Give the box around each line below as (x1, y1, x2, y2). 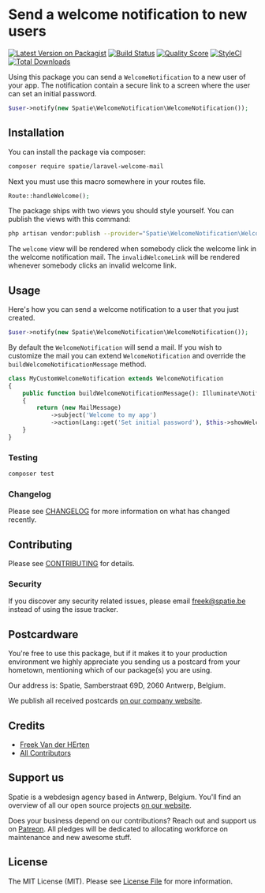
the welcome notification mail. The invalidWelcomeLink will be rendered (8, 253, 241, 262)
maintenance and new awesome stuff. (8, 832, 132, 842)
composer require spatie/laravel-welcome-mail (8, 162, 164, 171)
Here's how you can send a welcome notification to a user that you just (8, 305, 239, 314)
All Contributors (19, 749, 71, 758)
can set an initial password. (8, 88, 97, 98)
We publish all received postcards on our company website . (8, 696, 203, 706)
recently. (8, 515, 37, 524)
